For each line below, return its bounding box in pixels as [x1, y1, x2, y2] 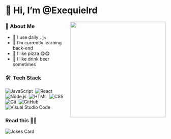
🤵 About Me [5, 23, 35, 30]
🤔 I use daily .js [12, 34, 47, 40]
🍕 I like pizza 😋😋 [12, 50, 50, 57]
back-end [12, 45, 33, 51]
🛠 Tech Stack [5, 74, 42, 81]
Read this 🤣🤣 [5, 117, 37, 124]
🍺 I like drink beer [12, 56, 50, 62]
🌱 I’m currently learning [12, 40, 62, 46]
